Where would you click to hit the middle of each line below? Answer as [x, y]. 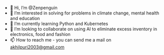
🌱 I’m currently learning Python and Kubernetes [59, 23]
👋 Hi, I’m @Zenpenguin [34, 8]
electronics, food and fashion [40, 34]
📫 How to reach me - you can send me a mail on [61, 40]
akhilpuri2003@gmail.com [37, 47]
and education [25, 18]
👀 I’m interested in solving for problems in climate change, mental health [85, 13]
